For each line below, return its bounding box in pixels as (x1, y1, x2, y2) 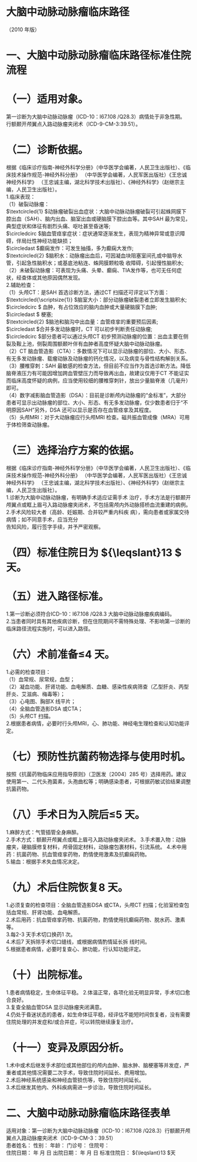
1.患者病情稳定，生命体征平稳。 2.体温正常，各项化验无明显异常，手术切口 (6, 989, 186, 996)
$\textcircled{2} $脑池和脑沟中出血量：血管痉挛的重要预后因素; (6, 318, 158, 325)
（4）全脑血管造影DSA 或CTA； (6, 705, 83, 712)
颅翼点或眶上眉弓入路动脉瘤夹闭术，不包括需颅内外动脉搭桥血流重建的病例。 (6, 501, 191, 508)
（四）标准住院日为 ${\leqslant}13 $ (6, 546, 182, 559)
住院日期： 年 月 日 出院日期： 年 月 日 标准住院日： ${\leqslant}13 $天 (6, 1149, 176, 1156)
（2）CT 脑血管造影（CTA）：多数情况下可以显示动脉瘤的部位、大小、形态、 (6, 348, 190, 355)
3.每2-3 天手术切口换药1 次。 (6, 930, 76, 938)
